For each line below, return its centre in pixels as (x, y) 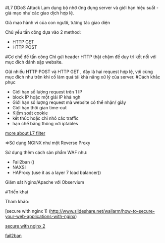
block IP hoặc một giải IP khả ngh (46, 97)
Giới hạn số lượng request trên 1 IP (47, 92)
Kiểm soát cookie (30, 113)
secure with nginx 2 (25, 226)
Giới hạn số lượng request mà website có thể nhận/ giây (69, 102)
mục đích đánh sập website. (34, 62)
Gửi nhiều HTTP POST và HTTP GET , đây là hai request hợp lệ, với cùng (79, 72)
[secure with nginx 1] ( (28, 211)
